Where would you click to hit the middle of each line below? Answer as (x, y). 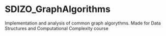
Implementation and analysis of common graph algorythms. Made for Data (83, 23)
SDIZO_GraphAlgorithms (58, 9)
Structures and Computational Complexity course (57, 28)
